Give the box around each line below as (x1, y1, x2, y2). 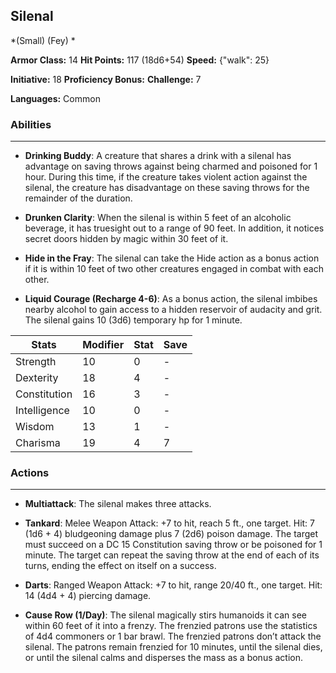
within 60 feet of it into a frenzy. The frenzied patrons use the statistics (24, 620, 318, 632)
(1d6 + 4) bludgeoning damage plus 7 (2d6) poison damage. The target (24, 528, 319, 540)
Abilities (10, 117, 52, 131)
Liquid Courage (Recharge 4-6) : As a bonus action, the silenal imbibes (24, 293, 318, 305)
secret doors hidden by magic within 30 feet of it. (24, 233, 229, 245)
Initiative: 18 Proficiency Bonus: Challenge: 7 (10, 73, 202, 85)
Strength (15, 355, 57, 369)
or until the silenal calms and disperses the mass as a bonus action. (24, 652, 304, 664)
